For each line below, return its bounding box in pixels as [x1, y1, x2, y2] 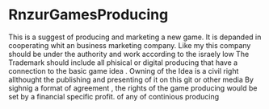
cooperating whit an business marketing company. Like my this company [8, 40, 251, 50]
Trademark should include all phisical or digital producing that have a [8, 58, 238, 67]
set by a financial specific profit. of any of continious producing [8, 91, 220, 101]
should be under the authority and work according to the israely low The [8, 49, 250, 59]
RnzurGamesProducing [8, 6, 169, 24]
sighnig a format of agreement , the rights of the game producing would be [8, 83, 258, 93]
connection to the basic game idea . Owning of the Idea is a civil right [8, 66, 239, 75]
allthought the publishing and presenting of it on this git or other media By [8, 75, 254, 84]
